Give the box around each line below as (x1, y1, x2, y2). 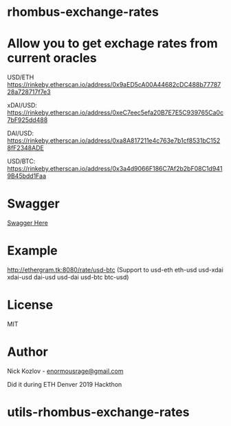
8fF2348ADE (7, 144, 45, 152)
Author (7, 344, 48, 360)
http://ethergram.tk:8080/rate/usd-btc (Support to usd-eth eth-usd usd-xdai (7, 266, 223, 274)
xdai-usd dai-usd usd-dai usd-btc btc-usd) (7, 273, 129, 281)
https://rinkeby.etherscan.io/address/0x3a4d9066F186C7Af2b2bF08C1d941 (7, 165, 223, 173)
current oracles (7, 50, 98, 66)
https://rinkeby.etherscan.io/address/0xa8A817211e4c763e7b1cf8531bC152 (7, 136, 221, 145)
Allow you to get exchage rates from (7, 36, 218, 52)
